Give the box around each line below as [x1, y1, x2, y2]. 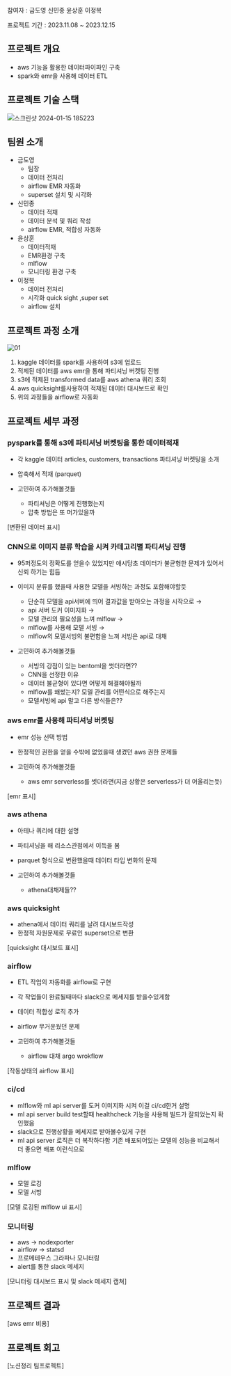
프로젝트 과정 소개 [7, 324, 79, 336]
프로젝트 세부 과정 [7, 415, 79, 427]
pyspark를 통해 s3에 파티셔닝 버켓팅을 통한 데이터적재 [7, 438, 180, 448]
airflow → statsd [17, 1245, 65, 1254]
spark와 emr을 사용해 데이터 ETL [17, 72, 108, 80]
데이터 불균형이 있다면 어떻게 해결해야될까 [27, 679, 142, 688]
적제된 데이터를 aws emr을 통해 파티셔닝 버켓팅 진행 [17, 367, 159, 375]
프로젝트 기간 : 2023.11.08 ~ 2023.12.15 [7, 21, 116, 29]
